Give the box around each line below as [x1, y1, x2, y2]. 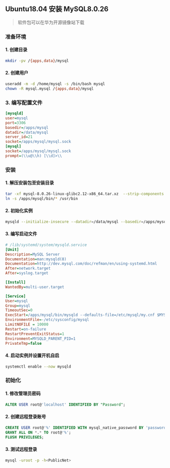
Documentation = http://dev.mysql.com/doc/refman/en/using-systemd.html [5, 261, 157, 266]
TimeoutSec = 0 [5, 308, 33, 313]
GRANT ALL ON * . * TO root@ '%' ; [5, 430, 71, 435]
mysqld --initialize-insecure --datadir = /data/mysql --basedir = [5, 219, 144, 224]
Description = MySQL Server [5, 251, 60, 257]
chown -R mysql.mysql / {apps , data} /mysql [5, 86, 94, 91]
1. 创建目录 [5, 47, 28, 53]
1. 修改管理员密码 [5, 390, 41, 397]
